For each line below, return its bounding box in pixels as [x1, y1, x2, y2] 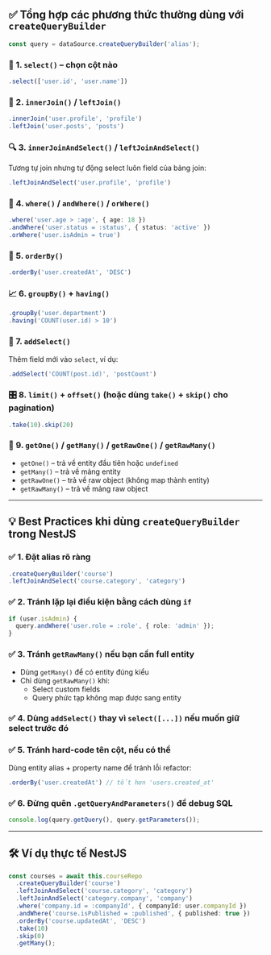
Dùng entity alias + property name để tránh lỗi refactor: [8, 762, 192, 772]
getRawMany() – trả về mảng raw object [19, 484, 148, 493]
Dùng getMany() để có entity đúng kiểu [19, 666, 149, 677]
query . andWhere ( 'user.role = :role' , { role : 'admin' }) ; [15, 622, 215, 630]
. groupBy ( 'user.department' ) [8, 309, 106, 318]
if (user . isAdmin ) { [8, 614, 78, 623]
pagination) [8, 402, 55, 413]
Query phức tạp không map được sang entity [31, 692, 181, 702]
